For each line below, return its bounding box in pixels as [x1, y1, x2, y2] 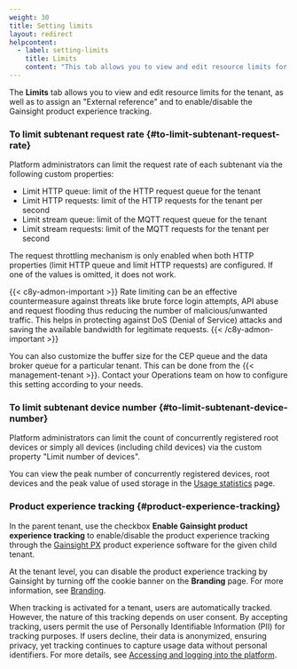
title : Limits [25, 54, 77, 63]
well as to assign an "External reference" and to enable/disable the [9, 96, 253, 107]
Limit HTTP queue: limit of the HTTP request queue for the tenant [21, 186, 262, 196]
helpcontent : [9, 37, 58, 47]
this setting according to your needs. [9, 379, 144, 390]
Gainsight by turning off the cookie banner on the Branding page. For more [9, 575, 284, 586]
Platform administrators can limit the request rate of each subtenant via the [9, 159, 284, 170]
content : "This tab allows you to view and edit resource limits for [25, 63, 288, 72]
